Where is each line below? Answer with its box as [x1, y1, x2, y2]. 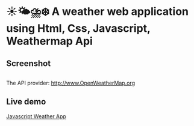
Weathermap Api [6, 34, 93, 48]
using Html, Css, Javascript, [6, 22, 151, 35]
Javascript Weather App [6, 112, 66, 120]
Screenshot [6, 58, 51, 68]
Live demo [6, 97, 46, 107]
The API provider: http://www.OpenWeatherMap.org [6, 79, 136, 86]
